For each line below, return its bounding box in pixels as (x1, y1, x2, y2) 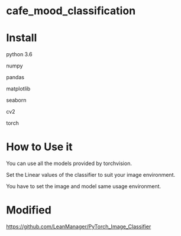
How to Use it (6, 140, 73, 154)
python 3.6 (6, 51, 33, 58)
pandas (6, 74, 25, 81)
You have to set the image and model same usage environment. (6, 183, 161, 190)
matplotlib (6, 85, 31, 92)
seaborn (6, 96, 27, 104)
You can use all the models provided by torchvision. (6, 160, 132, 167)
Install (6, 31, 37, 45)
